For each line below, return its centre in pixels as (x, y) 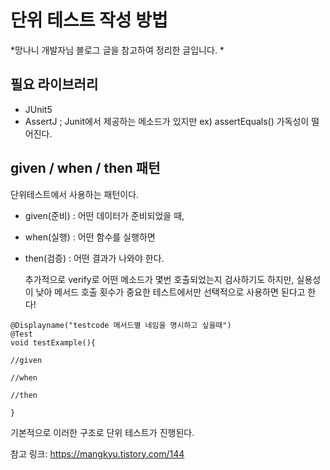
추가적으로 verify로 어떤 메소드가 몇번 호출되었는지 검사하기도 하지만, (159, 279)
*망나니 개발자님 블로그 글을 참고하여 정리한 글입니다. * (117, 50)
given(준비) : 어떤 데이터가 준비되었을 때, (104, 215)
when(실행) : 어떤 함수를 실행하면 (90, 237)
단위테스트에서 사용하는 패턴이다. (75, 194)
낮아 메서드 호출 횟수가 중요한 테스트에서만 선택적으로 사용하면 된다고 (170, 292)
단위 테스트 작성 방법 (89, 20)
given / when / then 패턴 (85, 168)
